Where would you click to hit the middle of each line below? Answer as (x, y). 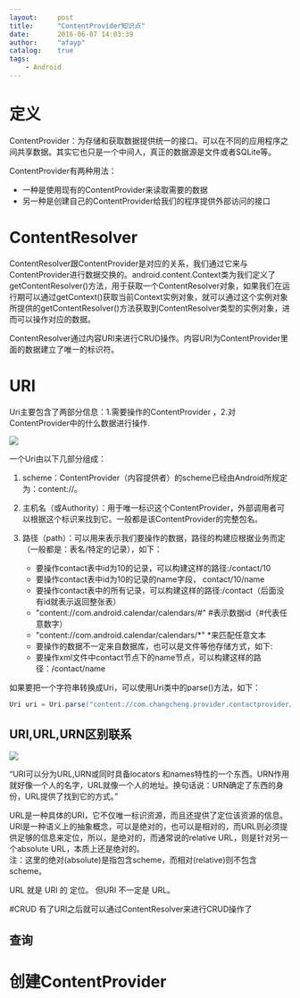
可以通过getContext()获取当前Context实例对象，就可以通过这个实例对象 (156, 296)
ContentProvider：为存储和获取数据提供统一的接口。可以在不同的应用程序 (145, 140)
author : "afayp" (48, 42)
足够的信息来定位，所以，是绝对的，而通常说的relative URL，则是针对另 (149, 838)
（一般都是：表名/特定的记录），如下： (92, 549)
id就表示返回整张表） (82, 601)
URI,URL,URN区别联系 (71, 734)
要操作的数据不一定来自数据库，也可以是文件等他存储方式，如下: (154, 646)
